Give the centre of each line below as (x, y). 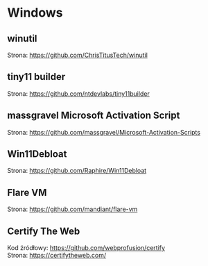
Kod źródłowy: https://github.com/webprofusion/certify (86, 248)
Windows (35, 13)
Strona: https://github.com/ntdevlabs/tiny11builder (79, 93)
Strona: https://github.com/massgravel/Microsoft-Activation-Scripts (104, 132)
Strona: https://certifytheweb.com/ (57, 256)
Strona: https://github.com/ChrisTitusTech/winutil (77, 55)
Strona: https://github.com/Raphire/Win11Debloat (77, 171)
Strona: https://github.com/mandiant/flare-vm (72, 209)
